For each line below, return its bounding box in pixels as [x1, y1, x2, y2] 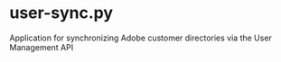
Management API [9, 41, 74, 52]
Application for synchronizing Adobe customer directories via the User [9, 32, 273, 43]
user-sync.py [9, 3, 114, 23]
